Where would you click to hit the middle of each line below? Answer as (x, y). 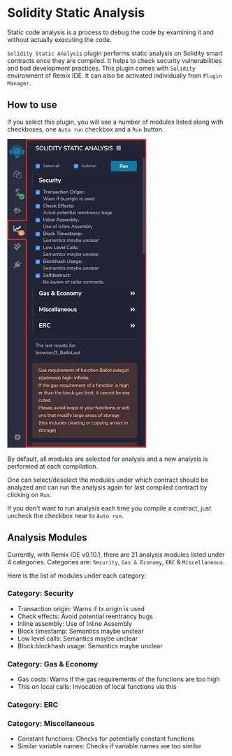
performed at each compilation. (53, 466)
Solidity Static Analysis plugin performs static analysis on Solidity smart (115, 53)
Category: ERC (33, 705)
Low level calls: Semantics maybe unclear (78, 639)
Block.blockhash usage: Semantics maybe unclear (90, 646)
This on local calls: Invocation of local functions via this (97, 687)
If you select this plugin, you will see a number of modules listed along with (115, 122)
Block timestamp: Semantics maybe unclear (81, 631)
